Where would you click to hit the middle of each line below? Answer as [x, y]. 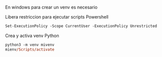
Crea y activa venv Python [32, 35]
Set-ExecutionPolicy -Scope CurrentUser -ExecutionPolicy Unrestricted [81, 26]
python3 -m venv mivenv [30, 44]
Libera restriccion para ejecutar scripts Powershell [57, 17]
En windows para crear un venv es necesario [51, 7]
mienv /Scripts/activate [30, 49]
